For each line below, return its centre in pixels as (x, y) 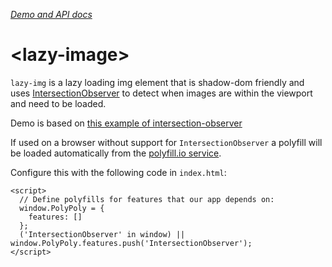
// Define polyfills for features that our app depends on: (147, 199)
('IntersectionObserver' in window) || (102, 234)
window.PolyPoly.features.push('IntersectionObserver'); (131, 243)
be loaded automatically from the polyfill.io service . (116, 153)
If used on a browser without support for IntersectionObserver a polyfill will (166, 142)
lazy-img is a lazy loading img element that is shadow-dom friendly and (157, 82)
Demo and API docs (51, 14)
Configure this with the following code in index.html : (118, 172)
